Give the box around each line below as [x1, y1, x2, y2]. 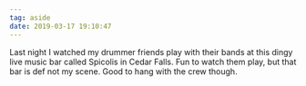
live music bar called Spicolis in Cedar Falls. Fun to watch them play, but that [9, 56, 297, 67]
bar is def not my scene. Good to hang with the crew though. [9, 65, 239, 77]
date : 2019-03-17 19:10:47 [9, 22, 112, 31]
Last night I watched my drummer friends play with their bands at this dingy [9, 46, 293, 57]
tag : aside [9, 13, 51, 23]
